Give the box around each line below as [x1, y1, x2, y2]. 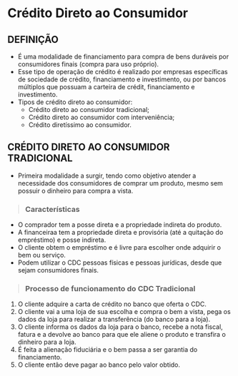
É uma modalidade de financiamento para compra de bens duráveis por [17, 52, 229, 61]
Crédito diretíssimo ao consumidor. [28, 121, 132, 129]
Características [24, 204, 80, 214]
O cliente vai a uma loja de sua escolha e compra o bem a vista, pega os [17, 308, 231, 316]
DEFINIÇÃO [7, 34, 59, 46]
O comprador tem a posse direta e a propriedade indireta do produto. [17, 220, 222, 229]
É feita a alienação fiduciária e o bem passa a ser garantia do [17, 345, 198, 354]
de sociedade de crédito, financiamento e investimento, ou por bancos [17, 75, 227, 83]
